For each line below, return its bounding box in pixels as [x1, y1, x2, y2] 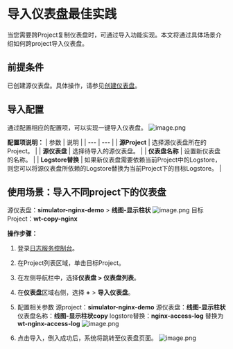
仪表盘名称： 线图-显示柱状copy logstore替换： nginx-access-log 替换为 [17, 312, 224, 320]
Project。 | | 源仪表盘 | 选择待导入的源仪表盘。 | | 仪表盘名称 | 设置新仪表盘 [7, 146, 221, 155]
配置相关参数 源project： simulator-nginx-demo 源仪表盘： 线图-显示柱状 [17, 303, 226, 312]
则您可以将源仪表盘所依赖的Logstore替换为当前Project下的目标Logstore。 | [7, 164, 222, 172]
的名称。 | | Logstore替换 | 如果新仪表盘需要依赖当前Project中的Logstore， [7, 155, 221, 164]
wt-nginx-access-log [17, 320, 80, 328]
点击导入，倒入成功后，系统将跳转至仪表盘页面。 [17, 334, 157, 342]
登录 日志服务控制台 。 [17, 244, 78, 253]
